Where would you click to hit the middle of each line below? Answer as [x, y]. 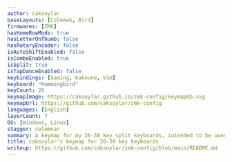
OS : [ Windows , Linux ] [38, 122]
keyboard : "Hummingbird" [43, 84]
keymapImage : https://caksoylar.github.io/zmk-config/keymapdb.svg [106, 97]
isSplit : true [28, 65]
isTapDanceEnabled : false [44, 71]
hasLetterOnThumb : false [43, 39]
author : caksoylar [33, 13]
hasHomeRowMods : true [38, 33]
